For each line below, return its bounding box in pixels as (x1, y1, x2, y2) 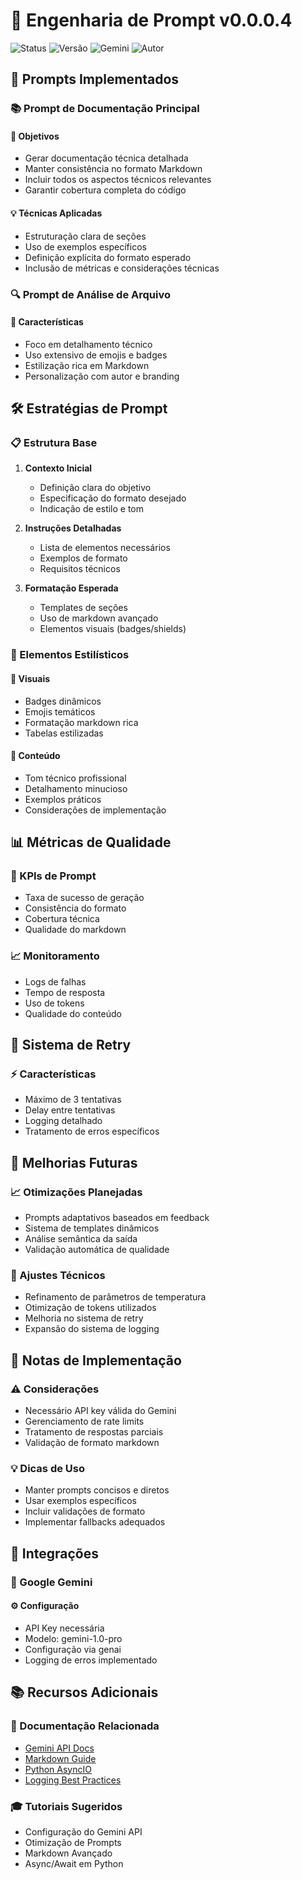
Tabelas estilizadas (24, 727, 104, 739)
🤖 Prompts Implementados (10, 71, 180, 88)
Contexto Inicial (24, 462, 93, 474)
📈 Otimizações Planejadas (10, 1185, 143, 1199)
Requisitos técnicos (39, 563, 121, 575)
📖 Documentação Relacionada (10, 1719, 160, 1733)
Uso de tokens (24, 997, 85, 1009)
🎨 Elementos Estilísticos (10, 648, 130, 662)
